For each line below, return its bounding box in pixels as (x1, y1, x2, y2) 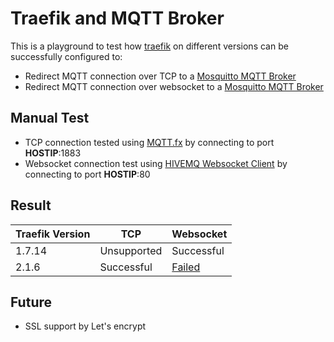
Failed (171, 260, 201, 274)
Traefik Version (15, 227, 91, 241)
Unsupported (99, 243, 163, 257)
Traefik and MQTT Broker (10, 7, 225, 30)
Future (10, 293, 53, 311)
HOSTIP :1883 (24, 147, 82, 159)
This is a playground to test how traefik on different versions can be (10, 40, 289, 52)
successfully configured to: (10, 50, 123, 62)
